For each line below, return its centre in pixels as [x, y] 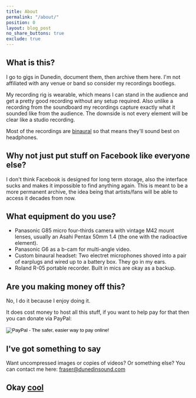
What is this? [31, 63]
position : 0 [21, 22]
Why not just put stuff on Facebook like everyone [98, 156]
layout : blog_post [29, 28]
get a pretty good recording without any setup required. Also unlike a [90, 101]
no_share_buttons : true [35, 34]
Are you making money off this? [66, 286]
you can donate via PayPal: [39, 319]
